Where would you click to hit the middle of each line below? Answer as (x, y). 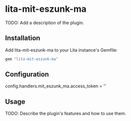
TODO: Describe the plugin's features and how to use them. (66, 114)
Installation (23, 38)
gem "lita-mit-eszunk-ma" (32, 59)
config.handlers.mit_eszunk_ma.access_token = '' (56, 86)
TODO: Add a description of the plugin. (45, 23)
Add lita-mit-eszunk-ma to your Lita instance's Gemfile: (61, 50)
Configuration (27, 75)
